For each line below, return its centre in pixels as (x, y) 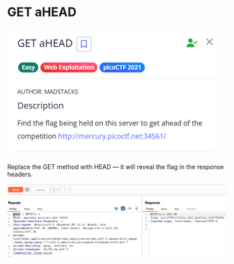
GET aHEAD (42, 12)
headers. (20, 174)
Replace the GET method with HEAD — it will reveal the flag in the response (116, 166)
